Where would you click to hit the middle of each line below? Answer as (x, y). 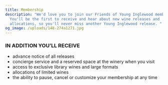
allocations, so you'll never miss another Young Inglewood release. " (86, 24)
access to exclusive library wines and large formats (65, 67)
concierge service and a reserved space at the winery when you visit (83, 62)
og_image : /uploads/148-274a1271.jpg (44, 28)
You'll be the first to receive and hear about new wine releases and (85, 19)
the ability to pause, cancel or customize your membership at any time (85, 78)
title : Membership (24, 10)
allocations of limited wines (40, 72)
